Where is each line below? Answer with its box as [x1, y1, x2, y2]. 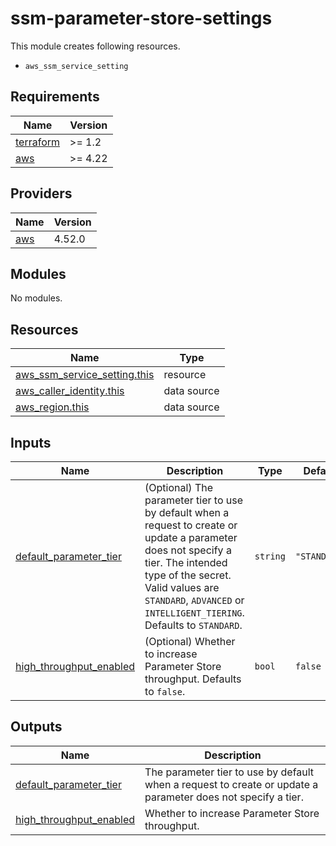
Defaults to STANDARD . [144, 618, 243, 632]
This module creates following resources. [10, 40, 181, 52]
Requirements [10, 88, 100, 106]
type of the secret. [144, 568, 232, 582]
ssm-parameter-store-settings [10, 7, 273, 30]
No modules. [10, 292, 63, 304]
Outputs [10, 718, 63, 736]
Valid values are [144, 581, 220, 594]
